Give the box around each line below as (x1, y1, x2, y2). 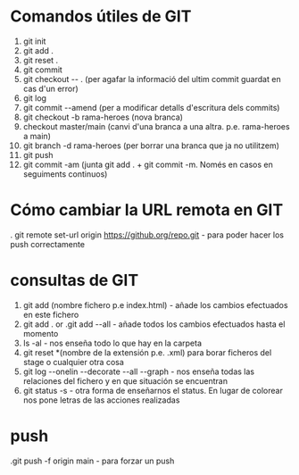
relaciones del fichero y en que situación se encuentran (22, 375, 228, 386)
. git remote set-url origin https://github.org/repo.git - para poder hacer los (10, 229, 285, 240)
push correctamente (10, 238, 86, 249)
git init (22, 36, 46, 46)
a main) (22, 130, 52, 141)
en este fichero (22, 309, 79, 320)
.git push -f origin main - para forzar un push (10, 455, 175, 466)
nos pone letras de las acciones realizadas (22, 395, 180, 405)
